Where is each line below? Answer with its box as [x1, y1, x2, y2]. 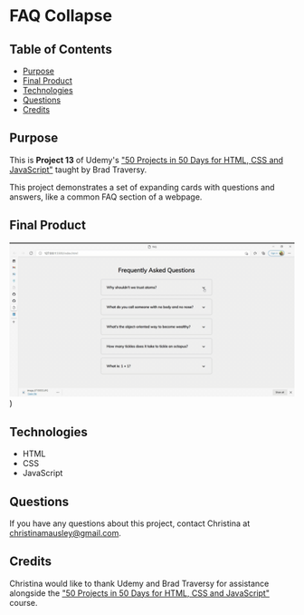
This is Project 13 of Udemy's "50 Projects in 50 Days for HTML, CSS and [9, 154, 283, 165]
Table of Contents [9, 42, 113, 57]
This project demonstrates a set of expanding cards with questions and [9, 181, 275, 192]
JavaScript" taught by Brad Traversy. [9, 164, 147, 175]
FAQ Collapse [9, 5, 113, 26]
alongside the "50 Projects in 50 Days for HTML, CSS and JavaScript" [9, 587, 270, 599]
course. [9, 597, 38, 608]
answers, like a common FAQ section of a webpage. [9, 191, 203, 202]
